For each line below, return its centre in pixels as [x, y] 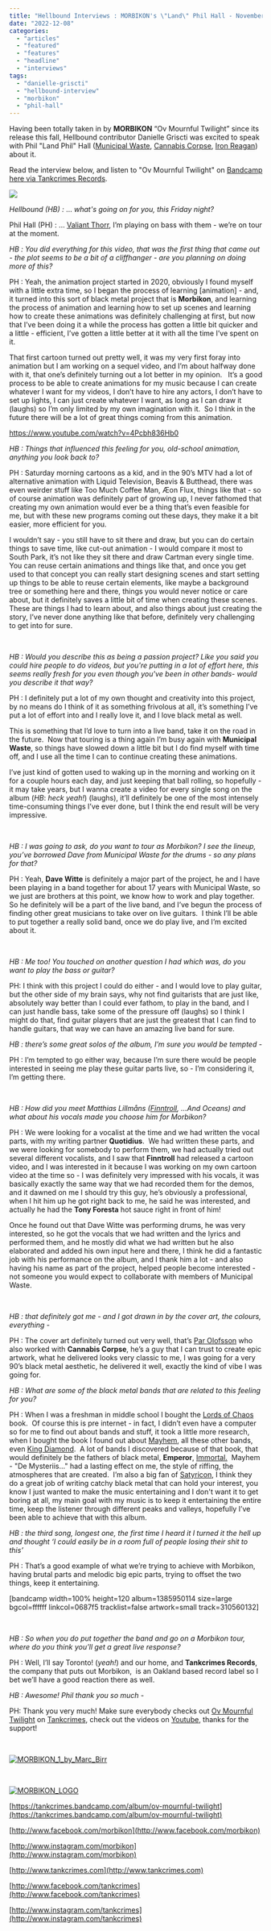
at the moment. [34, 234]
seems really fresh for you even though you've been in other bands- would [133, 674]
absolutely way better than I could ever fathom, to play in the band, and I [129, 1003]
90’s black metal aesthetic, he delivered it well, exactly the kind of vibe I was [135, 1367]
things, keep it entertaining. [54, 1583]
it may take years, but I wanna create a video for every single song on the [131, 789]
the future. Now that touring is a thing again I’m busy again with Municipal [133, 739]
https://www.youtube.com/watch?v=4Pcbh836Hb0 [94, 433]
